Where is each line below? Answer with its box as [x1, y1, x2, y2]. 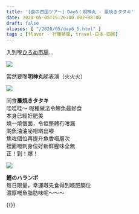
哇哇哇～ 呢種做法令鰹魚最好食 [6, 105, 82, 112]
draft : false [6, 20, 39, 26]
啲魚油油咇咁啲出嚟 [6, 128, 54, 135]
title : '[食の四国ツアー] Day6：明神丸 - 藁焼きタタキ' [6, 8, 134, 15]
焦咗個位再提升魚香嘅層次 [6, 135, 70, 142]
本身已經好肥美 [6, 112, 44, 120]
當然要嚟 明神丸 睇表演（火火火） [6, 73, 86, 80]
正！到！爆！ [6, 150, 38, 157]
